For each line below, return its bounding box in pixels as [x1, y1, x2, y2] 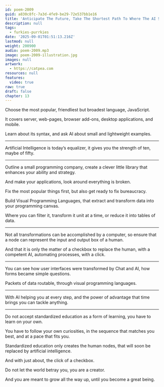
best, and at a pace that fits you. [5, 333, 70, 340]
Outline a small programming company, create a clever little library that [5, 164, 147, 170]
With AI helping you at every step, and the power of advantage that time [5, 294, 150, 301]
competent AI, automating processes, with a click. [5, 252, 106, 258]
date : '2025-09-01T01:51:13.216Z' [5, 35, 76, 40]
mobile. [5, 122, 20, 128]
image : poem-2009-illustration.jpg [5, 52, 78, 58]
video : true [9, 80, 34, 85]
